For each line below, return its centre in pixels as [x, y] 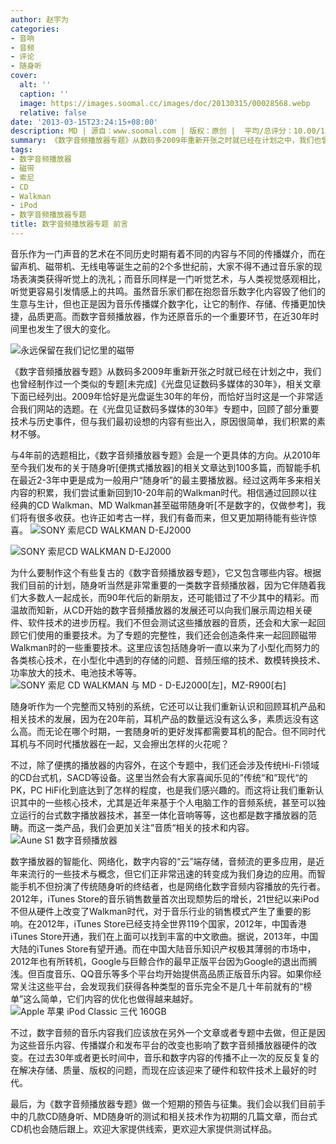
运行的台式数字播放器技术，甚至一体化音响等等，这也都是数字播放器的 [163, 815]
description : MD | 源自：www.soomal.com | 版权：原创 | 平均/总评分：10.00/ [165, 131]
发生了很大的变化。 [76, 328]
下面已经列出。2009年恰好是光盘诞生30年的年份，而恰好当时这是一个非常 [162, 396]
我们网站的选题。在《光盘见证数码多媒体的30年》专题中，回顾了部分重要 [169, 408]
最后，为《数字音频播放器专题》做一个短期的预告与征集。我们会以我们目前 [163, 1103]
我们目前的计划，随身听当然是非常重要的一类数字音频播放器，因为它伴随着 [163, 585]
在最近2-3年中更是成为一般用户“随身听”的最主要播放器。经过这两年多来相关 [166, 480]
